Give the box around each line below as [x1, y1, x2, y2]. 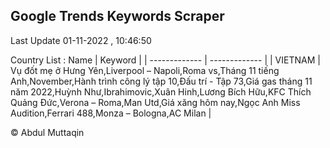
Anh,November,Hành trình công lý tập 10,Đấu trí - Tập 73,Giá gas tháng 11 [10, 75, 313, 87]
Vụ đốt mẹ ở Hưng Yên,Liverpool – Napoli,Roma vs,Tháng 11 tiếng [10, 64, 280, 76]
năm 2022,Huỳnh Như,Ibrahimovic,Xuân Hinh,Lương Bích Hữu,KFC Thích [10, 85, 312, 98]
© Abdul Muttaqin [10, 126, 85, 138]
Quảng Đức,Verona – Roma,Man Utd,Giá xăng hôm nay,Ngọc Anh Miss [10, 96, 301, 108]
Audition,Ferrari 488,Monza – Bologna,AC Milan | [10, 107, 212, 119]
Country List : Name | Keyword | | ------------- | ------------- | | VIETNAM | [10, 54, 321, 66]
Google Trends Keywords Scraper [10, 8, 225, 25]
